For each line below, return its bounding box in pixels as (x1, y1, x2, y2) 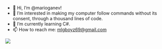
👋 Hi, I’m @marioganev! (12, 5, 62, 11)
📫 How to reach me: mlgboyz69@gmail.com (12, 27, 107, 32)
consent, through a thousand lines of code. (12, 16, 103, 21)
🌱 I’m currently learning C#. (12, 21, 70, 27)
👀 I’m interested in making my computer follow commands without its (12, 10, 157, 16)
